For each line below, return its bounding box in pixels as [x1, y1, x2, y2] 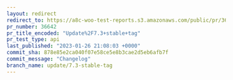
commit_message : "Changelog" [6, 56, 91, 63]
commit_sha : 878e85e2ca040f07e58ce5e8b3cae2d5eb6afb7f [6, 49, 169, 56]
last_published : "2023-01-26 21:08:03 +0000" [6, 42, 140, 49]
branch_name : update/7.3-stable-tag [6, 62, 113, 69]
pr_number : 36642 [6, 23, 57, 30]
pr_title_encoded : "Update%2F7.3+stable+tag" [6, 29, 140, 37]
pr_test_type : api [6, 36, 60, 43]
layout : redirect [6, 10, 57, 17]
